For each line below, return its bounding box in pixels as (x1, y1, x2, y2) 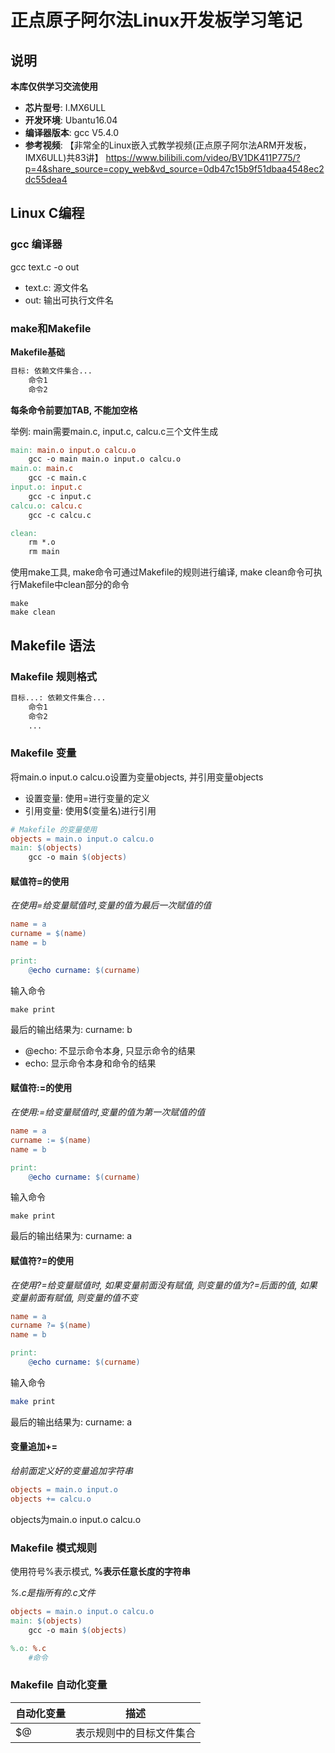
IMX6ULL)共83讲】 (24, 152, 104, 163)
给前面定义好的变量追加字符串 (10, 1465, 133, 1477)
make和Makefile (10, 321, 92, 335)
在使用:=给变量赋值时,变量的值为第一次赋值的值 (10, 1106, 206, 1118)
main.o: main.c (10, 464, 74, 474)
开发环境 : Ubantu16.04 (24, 114, 118, 126)
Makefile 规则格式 (10, 669, 98, 683)
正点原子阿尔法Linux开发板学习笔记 (10, 9, 303, 32)
